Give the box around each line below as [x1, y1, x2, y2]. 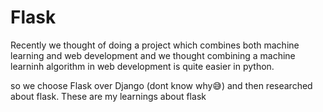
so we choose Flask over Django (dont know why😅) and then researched [10, 79, 313, 91]
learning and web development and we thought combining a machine [10, 49, 296, 61]
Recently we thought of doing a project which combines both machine [10, 39, 300, 51]
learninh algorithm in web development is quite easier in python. [10, 60, 275, 72]
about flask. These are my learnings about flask [10, 90, 207, 102]
